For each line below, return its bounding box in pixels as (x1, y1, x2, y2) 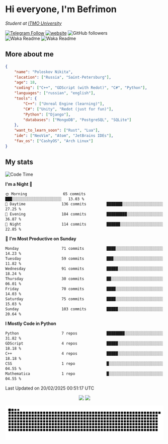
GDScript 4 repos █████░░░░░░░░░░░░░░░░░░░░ (5, 341, 163, 346)
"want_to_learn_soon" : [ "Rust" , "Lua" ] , (14, 128, 100, 133)
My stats (5, 158, 34, 166)
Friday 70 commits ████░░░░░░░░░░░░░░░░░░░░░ (5, 286, 163, 291)
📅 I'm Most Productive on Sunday (5, 236, 76, 242)
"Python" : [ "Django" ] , (23, 112, 71, 117)
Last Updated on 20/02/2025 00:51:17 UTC (5, 385, 95, 391)
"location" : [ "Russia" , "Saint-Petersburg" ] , (14, 75, 112, 80)
